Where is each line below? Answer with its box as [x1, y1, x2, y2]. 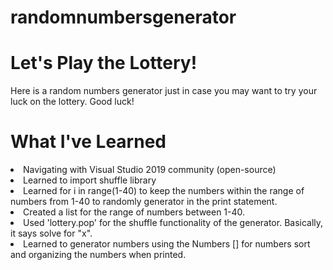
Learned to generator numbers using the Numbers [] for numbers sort [23, 238, 311, 250]
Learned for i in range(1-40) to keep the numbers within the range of [23, 185, 305, 197]
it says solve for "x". [10, 227, 93, 240]
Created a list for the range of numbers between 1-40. [23, 206, 246, 218]
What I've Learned [10, 131, 167, 153]
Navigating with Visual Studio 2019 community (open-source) [23, 164, 277, 176]
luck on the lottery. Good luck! [10, 96, 135, 108]
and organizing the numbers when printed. [10, 249, 187, 261]
